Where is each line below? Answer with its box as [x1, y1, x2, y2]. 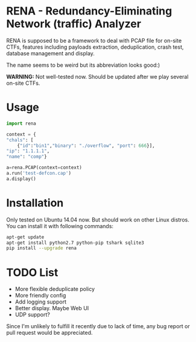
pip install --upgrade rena [6, 245, 77, 251]
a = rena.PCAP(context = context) [6, 164, 83, 171]
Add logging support [14, 298, 66, 305]
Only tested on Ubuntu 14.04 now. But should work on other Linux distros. [6, 216, 190, 223]
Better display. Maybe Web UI [14, 305, 89, 312]
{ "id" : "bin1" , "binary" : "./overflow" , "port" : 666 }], [17, 143, 155, 149]
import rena [6, 120, 36, 126]
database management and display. [6, 49, 95, 57]
